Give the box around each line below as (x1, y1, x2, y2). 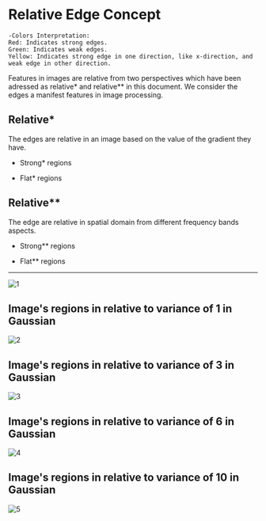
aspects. (8, 226, 36, 235)
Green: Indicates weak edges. (8, 45, 108, 53)
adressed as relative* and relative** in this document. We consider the (8, 82, 238, 91)
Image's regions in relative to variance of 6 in (8, 414, 235, 428)
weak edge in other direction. (8, 59, 112, 67)
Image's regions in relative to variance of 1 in (8, 302, 233, 315)
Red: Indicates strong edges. (8, 38, 108, 47)
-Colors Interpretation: (8, 32, 90, 40)
